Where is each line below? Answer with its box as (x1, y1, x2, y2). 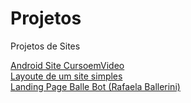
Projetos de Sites (10, 40, 81, 52)
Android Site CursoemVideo (10, 59, 125, 71)
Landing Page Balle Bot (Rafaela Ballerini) (10, 80, 181, 92)
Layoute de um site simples (10, 70, 123, 82)
